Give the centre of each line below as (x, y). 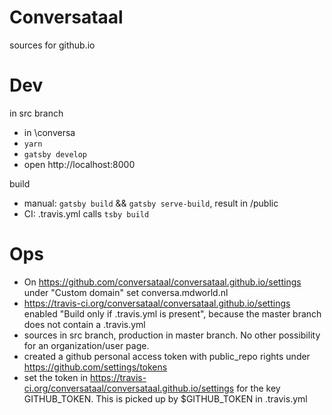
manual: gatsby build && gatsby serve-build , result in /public (151, 203)
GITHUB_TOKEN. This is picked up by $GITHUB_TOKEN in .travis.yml (165, 398)
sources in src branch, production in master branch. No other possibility (172, 335)
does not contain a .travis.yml (84, 324)
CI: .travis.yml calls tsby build (86, 213)
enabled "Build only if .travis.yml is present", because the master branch (172, 313)
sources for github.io (52, 45)
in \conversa (49, 132)
